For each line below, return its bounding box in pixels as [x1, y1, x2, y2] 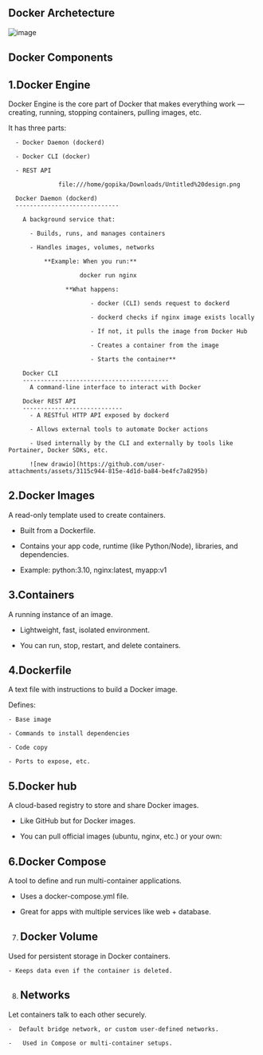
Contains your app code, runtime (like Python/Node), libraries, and [19, 541, 238, 551]
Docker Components [8, 51, 113, 65]
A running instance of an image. [8, 609, 113, 619]
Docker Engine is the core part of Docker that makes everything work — [8, 99, 245, 109]
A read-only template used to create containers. [8, 510, 166, 520]
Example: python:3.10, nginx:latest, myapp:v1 [19, 565, 167, 575]
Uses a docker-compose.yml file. [19, 891, 129, 902]
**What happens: [65, 285, 120, 294]
